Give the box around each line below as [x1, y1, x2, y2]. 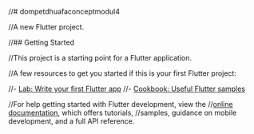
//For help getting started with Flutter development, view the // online [8, 100, 233, 108]
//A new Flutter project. [8, 22, 85, 31]
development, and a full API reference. [8, 116, 135, 126]
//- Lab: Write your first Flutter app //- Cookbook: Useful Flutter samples [8, 84, 246, 93]
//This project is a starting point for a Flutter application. [8, 53, 192, 62]
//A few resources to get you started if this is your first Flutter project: [8, 69, 237, 78]
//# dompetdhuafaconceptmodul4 [8, 7, 121, 16]
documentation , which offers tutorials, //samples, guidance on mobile [8, 108, 237, 117]
